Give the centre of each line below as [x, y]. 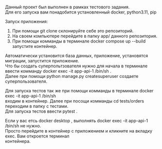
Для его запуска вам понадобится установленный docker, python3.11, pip [81, 12]
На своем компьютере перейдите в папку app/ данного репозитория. [85, 36]
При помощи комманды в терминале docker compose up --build [79, 41]
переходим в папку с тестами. [37, 106]
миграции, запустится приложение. [42, 61]
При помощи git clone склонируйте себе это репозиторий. [73, 31]
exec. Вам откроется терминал [37, 136]
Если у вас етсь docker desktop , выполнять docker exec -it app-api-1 [77, 121]
